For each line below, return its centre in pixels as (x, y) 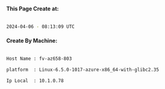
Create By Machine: (32, 40)
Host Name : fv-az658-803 (39, 59)
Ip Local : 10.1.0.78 (35, 81)
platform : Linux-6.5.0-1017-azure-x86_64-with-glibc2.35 (83, 70)
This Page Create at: (33, 9)
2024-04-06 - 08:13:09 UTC (40, 27)
